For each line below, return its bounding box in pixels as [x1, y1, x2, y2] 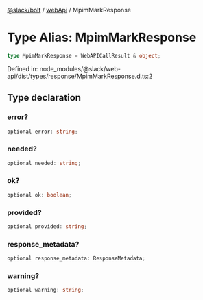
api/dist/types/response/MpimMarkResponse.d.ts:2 [7, 72, 153, 80]
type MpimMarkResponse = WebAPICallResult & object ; [7, 52, 161, 59]
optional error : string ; [7, 128, 78, 135]
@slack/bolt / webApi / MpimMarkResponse [7, 6, 132, 14]
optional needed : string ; [7, 160, 81, 166]
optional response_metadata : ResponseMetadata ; [7, 255, 146, 262]
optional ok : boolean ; [7, 191, 72, 198]
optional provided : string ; [7, 223, 88, 230]
